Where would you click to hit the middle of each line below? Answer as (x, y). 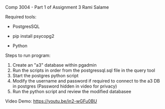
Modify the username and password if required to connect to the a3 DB (86, 81)
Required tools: (21, 17)
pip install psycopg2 (33, 36)
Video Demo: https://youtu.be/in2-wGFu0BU (51, 101)
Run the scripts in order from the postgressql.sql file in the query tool (84, 70)
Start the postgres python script (45, 76)
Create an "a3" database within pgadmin (54, 65)
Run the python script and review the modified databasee (72, 91)
